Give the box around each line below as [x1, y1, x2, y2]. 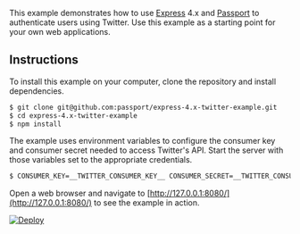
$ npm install [9, 120, 62, 129]
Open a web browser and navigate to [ [9, 188, 150, 199]
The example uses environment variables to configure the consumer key [9, 136, 276, 146]
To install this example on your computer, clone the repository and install [9, 76, 277, 87]
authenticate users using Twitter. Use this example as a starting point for [9, 17, 276, 28]
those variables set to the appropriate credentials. [9, 155, 193, 165]
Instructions [9, 53, 79, 68]
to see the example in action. [93, 197, 200, 208]
